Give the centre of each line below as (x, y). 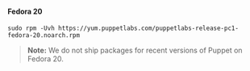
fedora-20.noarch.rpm (44, 35)
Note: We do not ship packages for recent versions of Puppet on (135, 50)
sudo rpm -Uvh (31, 28)
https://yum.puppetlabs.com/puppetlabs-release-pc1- (149, 28)
